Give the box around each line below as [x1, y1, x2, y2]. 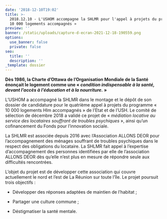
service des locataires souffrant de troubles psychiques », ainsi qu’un [5, 118, 148, 124]
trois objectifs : [5, 180, 36, 186]
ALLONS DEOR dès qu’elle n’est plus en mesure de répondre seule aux [5, 154, 150, 160]
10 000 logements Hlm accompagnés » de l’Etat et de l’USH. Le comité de [5, 108, 157, 113]
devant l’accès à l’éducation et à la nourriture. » [5, 87, 107, 93]
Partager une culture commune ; [12, 199, 79, 205]
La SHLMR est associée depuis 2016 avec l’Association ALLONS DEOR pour [5, 133, 160, 139]
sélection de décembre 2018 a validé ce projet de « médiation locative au [5, 112, 156, 118]
